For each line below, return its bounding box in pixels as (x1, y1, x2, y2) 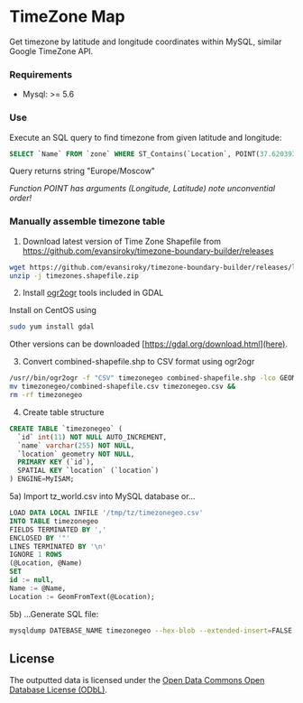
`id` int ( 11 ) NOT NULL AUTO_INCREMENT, (17, 432, 168, 441)
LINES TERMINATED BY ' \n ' (9, 541, 106, 551)
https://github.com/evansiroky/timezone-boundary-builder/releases (22, 245, 274, 256)
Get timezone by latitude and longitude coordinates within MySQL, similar (9, 36, 282, 47)
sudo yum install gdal (9, 322, 95, 331)
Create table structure (22, 406, 105, 417)
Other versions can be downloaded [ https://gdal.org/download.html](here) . (9, 338, 289, 349)
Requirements (9, 68, 73, 80)
